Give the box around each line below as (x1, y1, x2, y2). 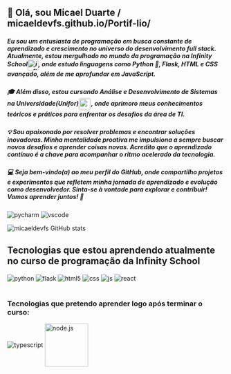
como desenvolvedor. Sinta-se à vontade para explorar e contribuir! (7, 185, 207, 194)
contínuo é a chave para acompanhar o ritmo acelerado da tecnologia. (7, 150, 216, 158)
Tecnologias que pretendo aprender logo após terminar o (7, 299, 203, 308)
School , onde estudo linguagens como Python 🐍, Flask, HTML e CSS (7, 60, 218, 68)
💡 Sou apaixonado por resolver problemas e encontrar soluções (7, 127, 196, 135)
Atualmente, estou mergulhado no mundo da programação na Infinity (7, 51, 212, 59)
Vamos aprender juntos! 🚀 (7, 193, 84, 201)
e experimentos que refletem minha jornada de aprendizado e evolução (7, 178, 218, 187)
